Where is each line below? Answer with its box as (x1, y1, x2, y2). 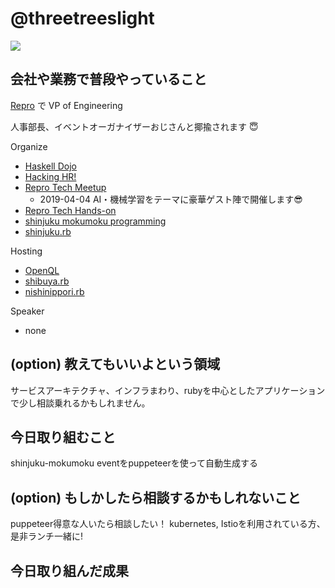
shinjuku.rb (24, 225, 72, 237)
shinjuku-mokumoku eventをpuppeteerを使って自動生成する (10, 457, 259, 469)
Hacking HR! (24, 170, 77, 182)
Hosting (10, 245, 43, 257)
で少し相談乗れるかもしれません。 (10, 397, 151, 409)
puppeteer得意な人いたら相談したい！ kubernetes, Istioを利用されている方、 (10, 518, 326, 530)
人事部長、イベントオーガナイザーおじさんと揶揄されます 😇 (10, 120, 259, 132)
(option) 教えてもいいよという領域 (10, 356, 221, 373)
